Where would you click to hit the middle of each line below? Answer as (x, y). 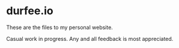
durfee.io (30, 11)
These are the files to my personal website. (59, 27)
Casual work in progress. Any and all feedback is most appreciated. (90, 39)
